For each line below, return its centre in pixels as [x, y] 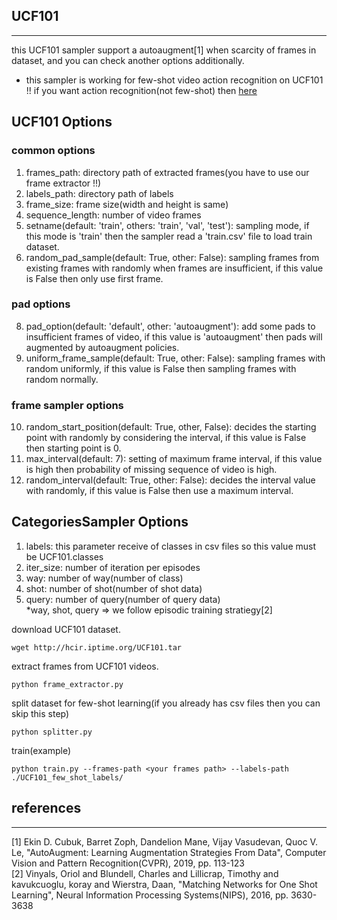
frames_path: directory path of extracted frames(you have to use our [167, 172]
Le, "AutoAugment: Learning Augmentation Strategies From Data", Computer [169, 852]
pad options [41, 304]
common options [53, 151]
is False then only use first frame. [94, 278]
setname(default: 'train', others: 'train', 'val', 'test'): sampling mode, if [167, 225]
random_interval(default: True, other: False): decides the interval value [170, 480]
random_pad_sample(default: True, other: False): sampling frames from [172, 257]
